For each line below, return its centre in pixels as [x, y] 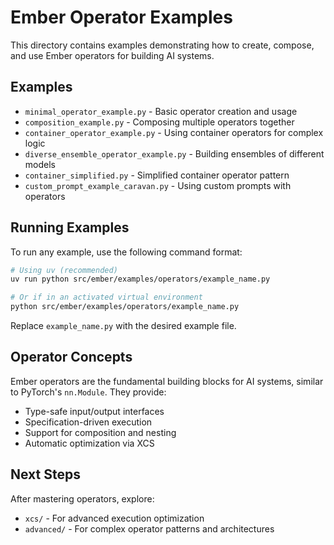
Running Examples [70, 227]
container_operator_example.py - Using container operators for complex [174, 132]
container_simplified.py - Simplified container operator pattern [157, 175]
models [40, 164]
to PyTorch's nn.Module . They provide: [88, 392]
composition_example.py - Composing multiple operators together [159, 122]
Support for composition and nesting [100, 432]
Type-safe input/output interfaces [94, 411]
